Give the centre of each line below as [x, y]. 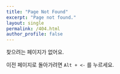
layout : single [25, 23]
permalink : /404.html [33, 29]
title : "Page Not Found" [37, 12]
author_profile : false [34, 34]
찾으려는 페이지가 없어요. [35, 52]
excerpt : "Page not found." [41, 17]
